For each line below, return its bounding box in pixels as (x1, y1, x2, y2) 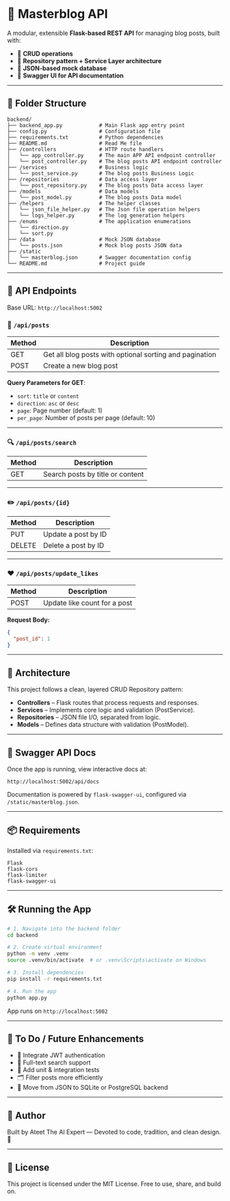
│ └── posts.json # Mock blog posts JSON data (7, 242, 183, 249)
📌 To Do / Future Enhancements (7, 1033, 144, 1045)
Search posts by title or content (43, 469, 144, 479)
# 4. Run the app (7, 988, 57, 994)
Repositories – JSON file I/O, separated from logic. (16, 713, 161, 721)
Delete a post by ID (43, 541, 105, 550)
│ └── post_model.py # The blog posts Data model (7, 194, 183, 201)
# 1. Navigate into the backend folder (7, 925, 121, 932)
